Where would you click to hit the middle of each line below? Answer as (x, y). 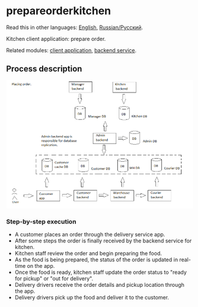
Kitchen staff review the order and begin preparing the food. (88, 254)
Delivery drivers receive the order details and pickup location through (100, 285)
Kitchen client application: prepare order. (56, 39)
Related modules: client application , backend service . (71, 50)
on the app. (41, 266)
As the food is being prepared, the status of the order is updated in (96, 260)
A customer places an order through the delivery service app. (90, 235)
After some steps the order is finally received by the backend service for (103, 241)
